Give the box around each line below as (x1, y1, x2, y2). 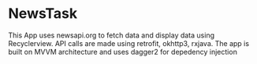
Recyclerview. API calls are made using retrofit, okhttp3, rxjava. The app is (8, 38, 250, 48)
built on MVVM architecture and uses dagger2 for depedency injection (8, 47, 238, 56)
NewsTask (8, 5, 77, 23)
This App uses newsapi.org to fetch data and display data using (8, 30, 215, 40)
